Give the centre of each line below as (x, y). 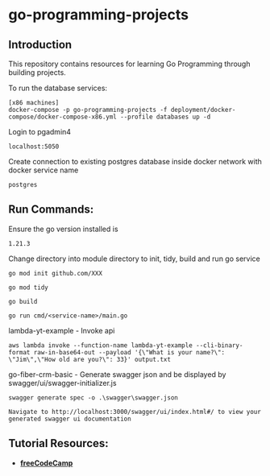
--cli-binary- (220, 345)
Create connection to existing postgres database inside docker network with (135, 161)
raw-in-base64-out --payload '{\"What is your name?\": (129, 352)
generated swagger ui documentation (70, 419)
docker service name (44, 170)
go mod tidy (28, 288)
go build (23, 301)
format (19, 352)
